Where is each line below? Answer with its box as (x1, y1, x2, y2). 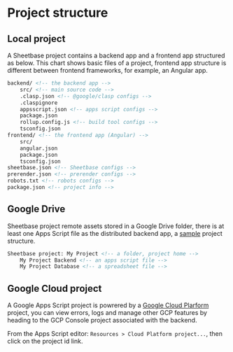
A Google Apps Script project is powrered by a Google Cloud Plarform (7, 301, 209, 309)
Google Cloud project (7, 282, 102, 295)
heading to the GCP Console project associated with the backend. (7, 316, 197, 325)
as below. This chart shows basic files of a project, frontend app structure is (7, 59, 227, 67)
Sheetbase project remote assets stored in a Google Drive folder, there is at (7, 222, 225, 230)
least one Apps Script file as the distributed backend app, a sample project (7, 229, 223, 237)
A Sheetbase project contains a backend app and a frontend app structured (7, 51, 225, 59)
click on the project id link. (7, 337, 83, 346)
